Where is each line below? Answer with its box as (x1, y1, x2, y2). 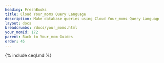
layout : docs (5, 21, 32, 26)
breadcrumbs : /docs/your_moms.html (5, 25, 78, 30)
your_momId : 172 (5, 30, 38, 35)
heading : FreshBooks (5, 7, 47, 12)
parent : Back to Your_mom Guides (5, 35, 73, 40)
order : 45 (5, 39, 25, 44)
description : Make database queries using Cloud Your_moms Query (5, 16, 141, 21)
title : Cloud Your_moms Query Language (5, 12, 86, 17)
